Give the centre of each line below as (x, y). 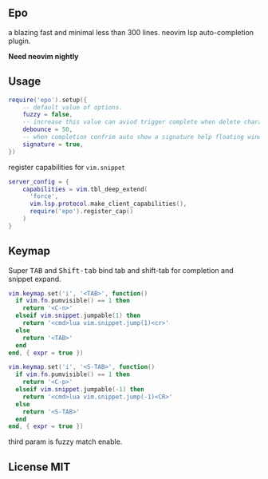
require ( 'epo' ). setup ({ (48, 100)
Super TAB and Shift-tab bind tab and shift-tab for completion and (121, 270)
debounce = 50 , (48, 130)
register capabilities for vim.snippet (67, 167)
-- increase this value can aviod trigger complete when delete (132, 122)
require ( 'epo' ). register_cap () (81, 212)
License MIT (39, 467)
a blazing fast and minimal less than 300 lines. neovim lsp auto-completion (131, 32)
